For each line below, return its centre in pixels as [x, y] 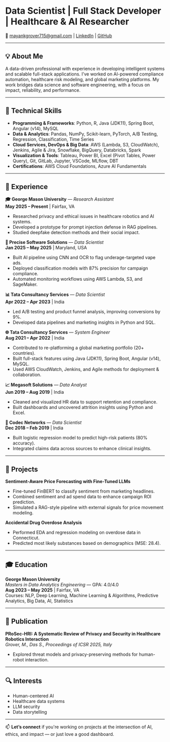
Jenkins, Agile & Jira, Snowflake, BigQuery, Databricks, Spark [77, 150]
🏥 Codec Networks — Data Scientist [44, 423]
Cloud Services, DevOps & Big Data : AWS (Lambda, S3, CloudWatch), [86, 144]
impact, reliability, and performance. [43, 90]
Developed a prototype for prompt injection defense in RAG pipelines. [85, 227]
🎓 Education [27, 564]
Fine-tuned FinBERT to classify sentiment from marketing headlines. [84, 491]
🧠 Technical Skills [34, 111]
